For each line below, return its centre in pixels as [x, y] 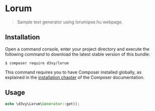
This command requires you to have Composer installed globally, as [73, 72]
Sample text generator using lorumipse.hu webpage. [70, 22]
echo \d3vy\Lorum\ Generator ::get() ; [42, 104]
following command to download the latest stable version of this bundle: [78, 54]
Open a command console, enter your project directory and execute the [77, 49]
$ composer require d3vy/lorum [37, 63]
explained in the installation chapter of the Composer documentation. [75, 77]
